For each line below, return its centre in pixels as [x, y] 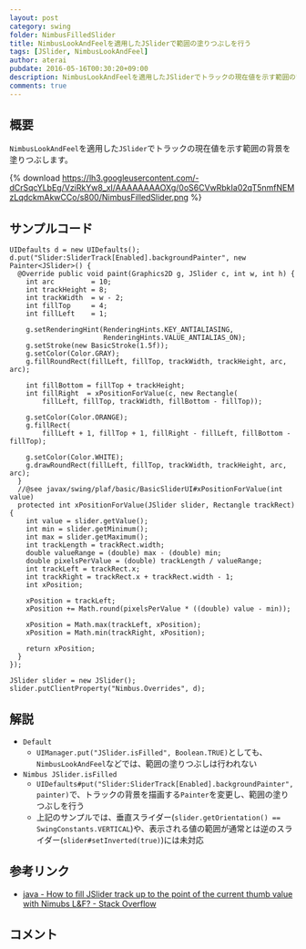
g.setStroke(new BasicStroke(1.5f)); [97, 346]
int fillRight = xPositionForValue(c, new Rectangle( [132, 394]
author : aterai [38, 60]
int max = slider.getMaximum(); [87, 537]
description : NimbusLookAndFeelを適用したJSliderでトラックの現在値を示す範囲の [153, 77]
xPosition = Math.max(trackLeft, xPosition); [114, 625]
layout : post [34, 18]
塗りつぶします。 [41, 160]
